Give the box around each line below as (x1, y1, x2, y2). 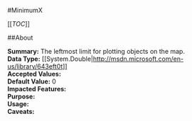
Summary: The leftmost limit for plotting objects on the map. (7, 47, 185, 55)
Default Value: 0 (7, 77, 57, 86)
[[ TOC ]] (7, 20, 30, 28)
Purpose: (7, 92, 36, 100)
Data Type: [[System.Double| (7, 54, 94, 63)
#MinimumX (7, 6, 43, 14)
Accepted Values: (7, 70, 62, 78)
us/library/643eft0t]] (7, 62, 68, 70)
